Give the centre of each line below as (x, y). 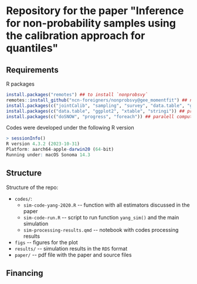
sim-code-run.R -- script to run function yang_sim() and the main (101, 217)
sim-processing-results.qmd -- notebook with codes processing (101, 229)
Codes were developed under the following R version (70, 128)
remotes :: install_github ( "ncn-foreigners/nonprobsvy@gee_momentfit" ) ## (97, 100)
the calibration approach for (76, 36)
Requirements (32, 70)
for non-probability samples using (91, 23)
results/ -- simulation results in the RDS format (71, 248)
